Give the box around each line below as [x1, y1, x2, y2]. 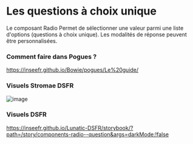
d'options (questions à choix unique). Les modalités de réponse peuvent [6, 30, 187, 38]
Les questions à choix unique [6, 4, 157, 18]
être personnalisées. [6, 37, 58, 44]
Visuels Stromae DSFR [6, 81, 74, 90]
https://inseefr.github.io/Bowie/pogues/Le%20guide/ [6, 66, 139, 74]
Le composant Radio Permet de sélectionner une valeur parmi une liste [6, 24, 184, 32]
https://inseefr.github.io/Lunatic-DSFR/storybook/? [6, 124, 134, 131]
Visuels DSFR [6, 111, 47, 119]
